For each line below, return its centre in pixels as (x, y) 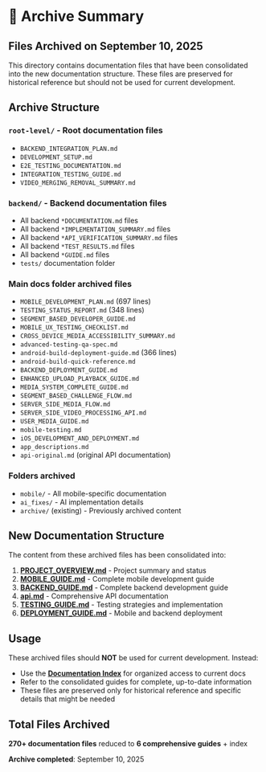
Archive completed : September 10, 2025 (76, 759)
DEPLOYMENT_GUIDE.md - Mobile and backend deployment (121, 613)
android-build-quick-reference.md (78, 362)
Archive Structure (54, 108)
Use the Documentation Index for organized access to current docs (133, 673)
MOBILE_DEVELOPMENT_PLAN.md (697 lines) (85, 301)
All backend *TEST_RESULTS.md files (77, 246)
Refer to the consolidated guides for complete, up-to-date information (136, 682)
